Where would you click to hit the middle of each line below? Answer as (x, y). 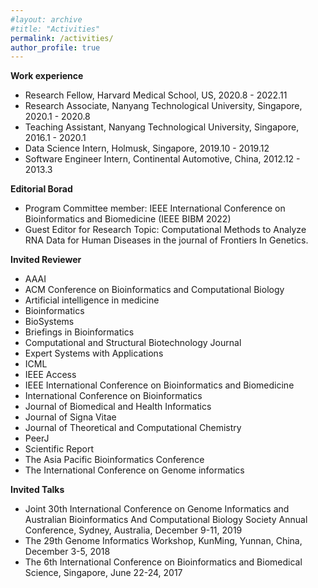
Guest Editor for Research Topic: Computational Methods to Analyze (165, 230)
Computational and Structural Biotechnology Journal (133, 343)
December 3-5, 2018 (67, 552)
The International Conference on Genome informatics (134, 470)
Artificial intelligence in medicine (92, 300)
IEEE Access (50, 375)
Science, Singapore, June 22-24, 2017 (103, 573)
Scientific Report (59, 449)
